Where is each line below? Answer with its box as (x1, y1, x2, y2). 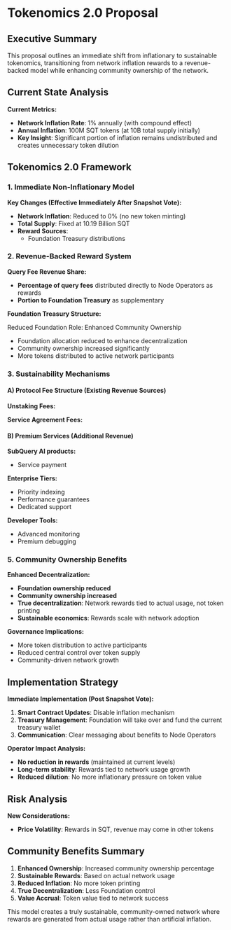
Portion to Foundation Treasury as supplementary (17, 296, 164, 304)
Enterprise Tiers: (7, 474, 57, 483)
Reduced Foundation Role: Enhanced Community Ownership (7, 323, 182, 331)
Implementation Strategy (7, 676, 119, 688)
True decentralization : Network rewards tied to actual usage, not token (17, 599, 224, 607)
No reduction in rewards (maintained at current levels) (17, 758, 176, 766)
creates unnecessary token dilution (17, 141, 119, 149)
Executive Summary (7, 33, 97, 45)
